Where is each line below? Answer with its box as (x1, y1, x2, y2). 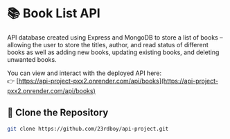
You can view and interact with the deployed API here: (7, 69, 162, 77)
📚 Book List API (7, 6, 100, 22)
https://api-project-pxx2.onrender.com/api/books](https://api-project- (18, 76, 218, 85)
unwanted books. (7, 55, 57, 63)
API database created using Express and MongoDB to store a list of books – (7, 33, 223, 42)
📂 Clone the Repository (7, 107, 109, 119)
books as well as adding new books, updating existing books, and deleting (7, 48, 220, 56)
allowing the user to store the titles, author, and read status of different (7, 40, 209, 49)
